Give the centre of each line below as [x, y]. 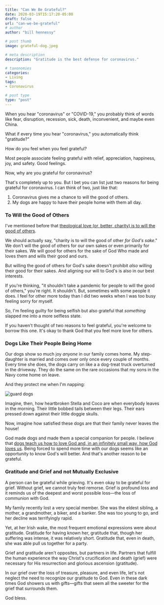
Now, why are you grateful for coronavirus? [49, 173]
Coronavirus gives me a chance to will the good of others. [70, 197]
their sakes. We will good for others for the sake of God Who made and [77, 250]
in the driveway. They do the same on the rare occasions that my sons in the [82, 370]
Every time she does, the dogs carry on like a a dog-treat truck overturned [80, 364]
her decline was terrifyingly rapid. [39, 518]
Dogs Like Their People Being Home [48, 343]
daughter [14, 359]
